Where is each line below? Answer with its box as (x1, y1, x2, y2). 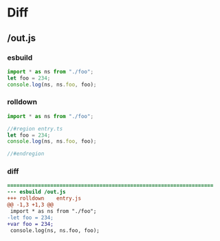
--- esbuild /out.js (7, 189, 67, 196)
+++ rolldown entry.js (7, 195, 81, 202)
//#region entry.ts (7, 125, 63, 132)
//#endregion (7, 150, 45, 157)
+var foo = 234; (7, 220, 54, 227)
